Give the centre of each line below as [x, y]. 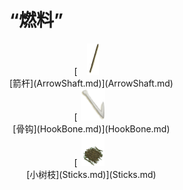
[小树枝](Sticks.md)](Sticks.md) [91, 174]
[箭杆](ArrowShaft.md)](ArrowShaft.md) [91, 83]
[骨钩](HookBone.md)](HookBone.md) [91, 128]
